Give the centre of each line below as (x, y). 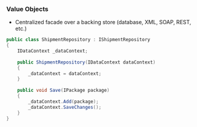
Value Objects (27, 9)
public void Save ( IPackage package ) (64, 90)
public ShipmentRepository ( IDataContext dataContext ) (86, 62)
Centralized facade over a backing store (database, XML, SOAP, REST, (103, 22)
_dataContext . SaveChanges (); (65, 107)
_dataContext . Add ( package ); (63, 102)
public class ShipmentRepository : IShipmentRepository (78, 40)
